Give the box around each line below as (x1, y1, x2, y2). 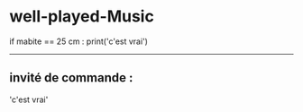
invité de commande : (9, 70, 133, 86)
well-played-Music (9, 6, 155, 27)
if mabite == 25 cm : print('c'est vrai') (9, 36, 149, 47)
